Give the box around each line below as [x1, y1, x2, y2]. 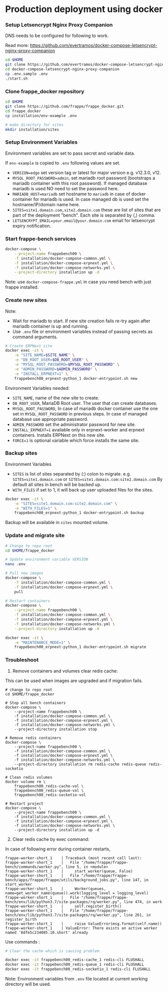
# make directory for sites [5, 122, 64, 127]
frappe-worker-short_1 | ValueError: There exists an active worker [5, 925, 157, 930]
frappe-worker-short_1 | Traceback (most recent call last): [5, 855, 142, 860]
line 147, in [121, 877, 149, 882]
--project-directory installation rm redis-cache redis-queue [14, 762, 146, 767]
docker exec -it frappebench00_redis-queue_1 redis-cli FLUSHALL [5, 962, 144, 967]
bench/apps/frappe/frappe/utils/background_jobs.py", [5, 877, 120, 882]
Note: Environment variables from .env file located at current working [5, 976, 148, 982]
